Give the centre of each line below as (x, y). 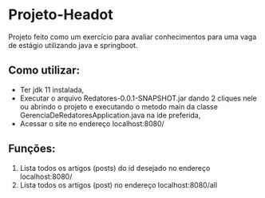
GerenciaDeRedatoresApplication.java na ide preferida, (110, 115)
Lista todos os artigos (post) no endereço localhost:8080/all (119, 184)
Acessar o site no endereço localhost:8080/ (92, 123)
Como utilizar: (44, 71)
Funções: (32, 149)
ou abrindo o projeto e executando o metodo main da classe (119, 106)
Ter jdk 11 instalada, (52, 89)
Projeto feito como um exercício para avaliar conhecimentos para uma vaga (132, 37)
